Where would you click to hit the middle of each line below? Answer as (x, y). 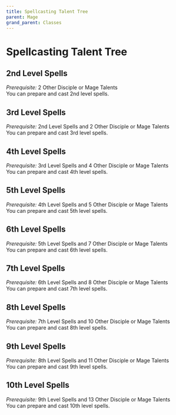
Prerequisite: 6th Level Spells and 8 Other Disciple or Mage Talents (87, 282)
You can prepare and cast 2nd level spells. (58, 94)
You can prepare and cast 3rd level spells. (57, 133)
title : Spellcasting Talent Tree (47, 11)
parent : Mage (22, 17)
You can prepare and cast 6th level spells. (57, 250)
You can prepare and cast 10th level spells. (58, 406)
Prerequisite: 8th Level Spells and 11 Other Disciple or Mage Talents (88, 361)
